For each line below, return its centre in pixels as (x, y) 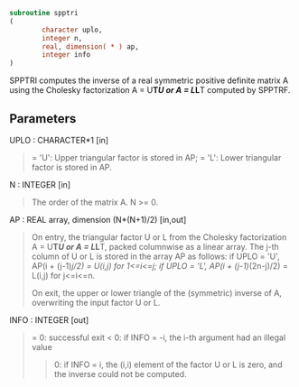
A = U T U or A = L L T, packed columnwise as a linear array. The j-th (155, 246)
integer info (66, 55)
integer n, (62, 38)
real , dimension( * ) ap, (91, 46)
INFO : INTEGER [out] (49, 319)
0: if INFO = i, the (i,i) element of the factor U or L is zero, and (168, 364)
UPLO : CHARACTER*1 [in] (59, 140)
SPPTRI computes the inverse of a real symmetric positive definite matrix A (149, 80)
